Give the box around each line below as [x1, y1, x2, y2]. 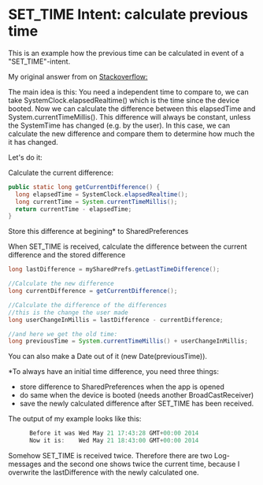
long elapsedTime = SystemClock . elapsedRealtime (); [15, 191, 189, 198]
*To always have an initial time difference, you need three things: [8, 367, 219, 376]
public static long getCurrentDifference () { [8, 183, 160, 191]
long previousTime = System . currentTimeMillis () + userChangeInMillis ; [8, 337, 248, 346]
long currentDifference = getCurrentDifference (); [8, 287, 178, 295]
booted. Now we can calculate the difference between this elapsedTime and [8, 104, 256, 113]
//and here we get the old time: [8, 330, 118, 338]
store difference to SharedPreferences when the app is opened [19, 382, 224, 391]
